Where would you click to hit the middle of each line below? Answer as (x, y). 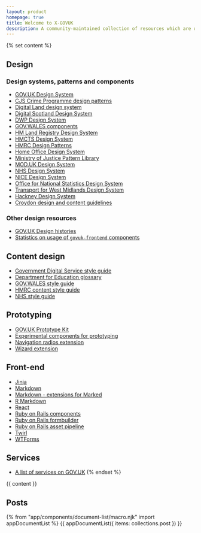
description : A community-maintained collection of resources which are (99, 28)
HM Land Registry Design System (56, 132)
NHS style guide (35, 296)
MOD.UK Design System (45, 164)
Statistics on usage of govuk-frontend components (77, 238)
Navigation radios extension (49, 342)
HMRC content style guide (47, 290)
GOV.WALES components (46, 126)
